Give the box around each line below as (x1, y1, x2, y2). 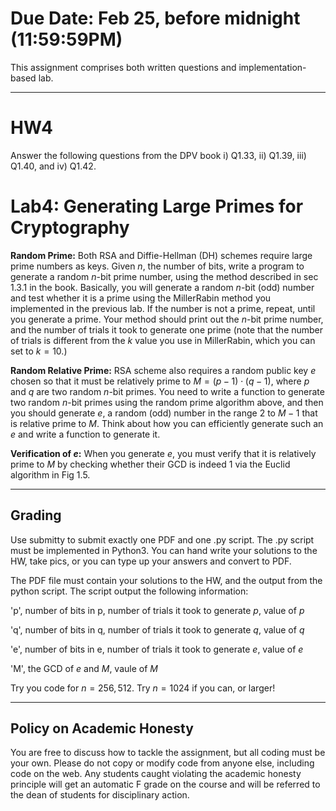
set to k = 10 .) (10, 345, 68, 357)
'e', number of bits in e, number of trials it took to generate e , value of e (10, 643, 304, 655)
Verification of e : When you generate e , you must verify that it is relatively (10, 447, 317, 459)
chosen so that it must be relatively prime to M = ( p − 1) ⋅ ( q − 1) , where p (10, 375, 310, 387)
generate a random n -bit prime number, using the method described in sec (10, 270, 319, 282)
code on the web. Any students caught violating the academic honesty (10, 768, 302, 780)
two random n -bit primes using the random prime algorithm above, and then (10, 396, 324, 408)
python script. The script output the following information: (10, 585, 249, 597)
